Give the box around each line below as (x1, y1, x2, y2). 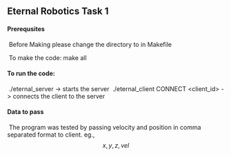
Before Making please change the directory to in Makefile (8, 40, 172, 48)
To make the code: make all (8, 53, 88, 61)
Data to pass (7, 108, 44, 116)
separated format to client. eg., (7, 130, 95, 139)
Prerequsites (7, 24, 45, 33)
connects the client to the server (12, 92, 106, 100)
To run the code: (7, 69, 55, 78)
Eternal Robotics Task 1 (7, 6, 109, 17)
